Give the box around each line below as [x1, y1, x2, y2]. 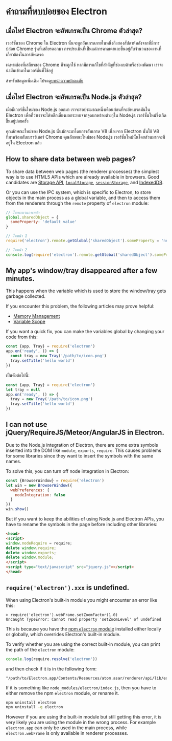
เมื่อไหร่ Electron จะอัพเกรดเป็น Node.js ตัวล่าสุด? [6, 93, 142, 101]
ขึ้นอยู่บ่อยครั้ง [6, 118, 29, 124]
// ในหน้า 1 [6, 233, 28, 238]
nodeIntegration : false [15, 492, 66, 497]
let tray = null [6, 387, 40, 392]
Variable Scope [13, 318, 45, 325]
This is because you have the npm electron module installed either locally [6, 625, 161, 632]
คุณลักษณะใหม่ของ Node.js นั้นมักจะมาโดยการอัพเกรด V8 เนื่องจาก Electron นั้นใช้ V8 [6, 128, 160, 134]
